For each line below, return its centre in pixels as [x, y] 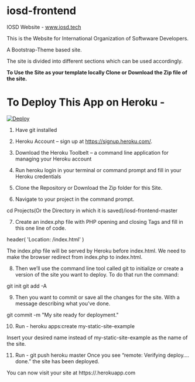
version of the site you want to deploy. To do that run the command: [97, 274]
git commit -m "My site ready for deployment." [63, 315]
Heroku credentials [38, 176]
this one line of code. [40, 228]
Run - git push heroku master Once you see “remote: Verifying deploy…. [102, 355]
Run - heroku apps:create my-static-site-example [75, 326]
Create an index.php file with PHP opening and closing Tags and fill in [99, 221]
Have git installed [36, 129]
